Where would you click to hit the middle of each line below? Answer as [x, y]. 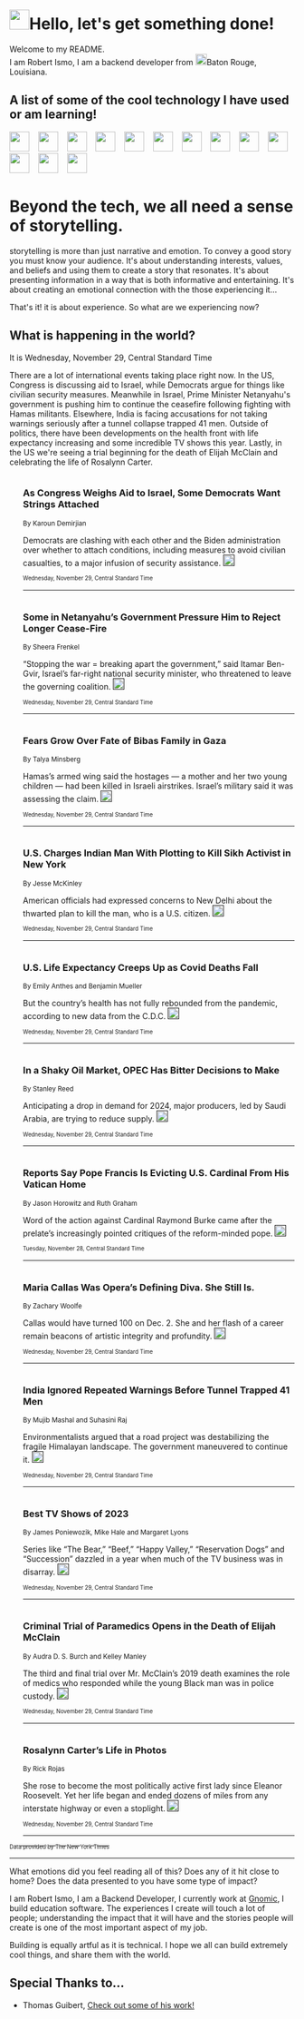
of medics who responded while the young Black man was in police [148, 1682]
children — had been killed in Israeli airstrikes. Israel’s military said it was [158, 786]
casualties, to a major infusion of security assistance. [122, 563]
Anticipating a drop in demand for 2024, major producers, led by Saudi [154, 1106]
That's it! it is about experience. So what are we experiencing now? [134, 307]
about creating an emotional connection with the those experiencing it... [143, 289]
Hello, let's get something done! [152, 24]
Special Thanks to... [67, 1983]
